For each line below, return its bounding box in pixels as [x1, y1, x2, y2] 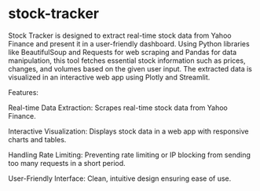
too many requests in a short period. [8, 158, 126, 167]
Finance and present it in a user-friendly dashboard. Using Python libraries [8, 39, 250, 48]
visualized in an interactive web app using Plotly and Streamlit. [8, 72, 211, 82]
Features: [8, 87, 39, 97]
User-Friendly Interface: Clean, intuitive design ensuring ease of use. [8, 174, 232, 183]
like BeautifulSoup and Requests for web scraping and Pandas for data [8, 47, 237, 57]
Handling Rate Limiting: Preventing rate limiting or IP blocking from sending [8, 150, 251, 160]
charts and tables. [8, 134, 67, 144]
